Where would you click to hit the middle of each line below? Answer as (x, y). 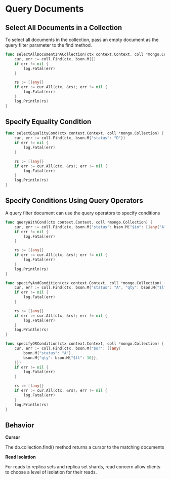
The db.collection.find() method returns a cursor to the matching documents (85, 447)
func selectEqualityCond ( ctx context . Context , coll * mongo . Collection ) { (85, 133)
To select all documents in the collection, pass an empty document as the (82, 40)
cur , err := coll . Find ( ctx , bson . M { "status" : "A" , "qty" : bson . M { (86, 288)
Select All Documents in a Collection (64, 28)
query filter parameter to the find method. (49, 45)
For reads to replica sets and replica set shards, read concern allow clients (83, 467)
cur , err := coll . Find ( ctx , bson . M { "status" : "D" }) (70, 138)
